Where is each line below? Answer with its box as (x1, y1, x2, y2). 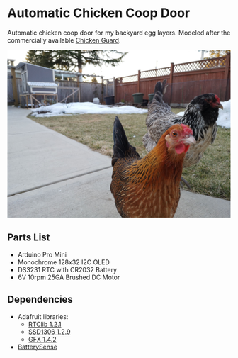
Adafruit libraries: (17, 312, 69, 320)
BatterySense (17, 342, 58, 351)
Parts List (7, 232, 50, 244)
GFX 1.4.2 (28, 335, 57, 343)
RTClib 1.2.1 (28, 320, 62, 328)
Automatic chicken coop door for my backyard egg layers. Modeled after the (7, 28, 231, 37)
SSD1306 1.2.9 (28, 328, 71, 336)
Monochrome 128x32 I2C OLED (17, 257, 110, 267)
